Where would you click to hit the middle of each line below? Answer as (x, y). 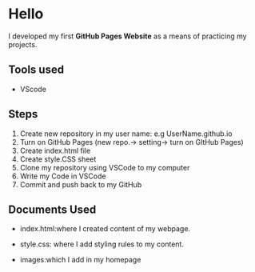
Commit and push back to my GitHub (81, 184)
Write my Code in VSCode (63, 176)
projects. (23, 44)
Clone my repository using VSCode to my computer (105, 167)
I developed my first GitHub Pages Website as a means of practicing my (127, 36)
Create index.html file (55, 150)
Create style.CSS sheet (58, 159)
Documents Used (52, 209)
